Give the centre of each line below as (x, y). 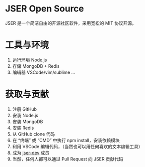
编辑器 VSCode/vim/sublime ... (44, 72)
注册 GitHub (25, 109)
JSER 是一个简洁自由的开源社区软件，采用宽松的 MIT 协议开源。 (71, 23)
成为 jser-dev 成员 (31, 153)
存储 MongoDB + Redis (36, 66)
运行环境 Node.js (30, 60)
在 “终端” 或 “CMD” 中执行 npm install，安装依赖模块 (66, 140)
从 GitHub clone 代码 (34, 134)
